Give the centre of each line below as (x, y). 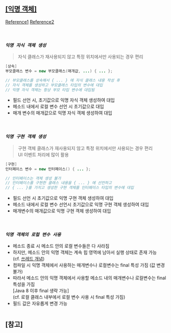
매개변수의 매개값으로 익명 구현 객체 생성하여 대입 (62, 211)
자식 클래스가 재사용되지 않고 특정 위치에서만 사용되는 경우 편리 (80, 57)
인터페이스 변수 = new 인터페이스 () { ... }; (48, 169)
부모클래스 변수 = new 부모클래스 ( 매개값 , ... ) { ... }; (59, 71)
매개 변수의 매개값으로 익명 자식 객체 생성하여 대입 (62, 113)
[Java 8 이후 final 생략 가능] (41, 291)
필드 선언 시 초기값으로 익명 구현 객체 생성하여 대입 (63, 198)
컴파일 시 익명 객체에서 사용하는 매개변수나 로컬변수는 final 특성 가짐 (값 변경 (89, 265)
